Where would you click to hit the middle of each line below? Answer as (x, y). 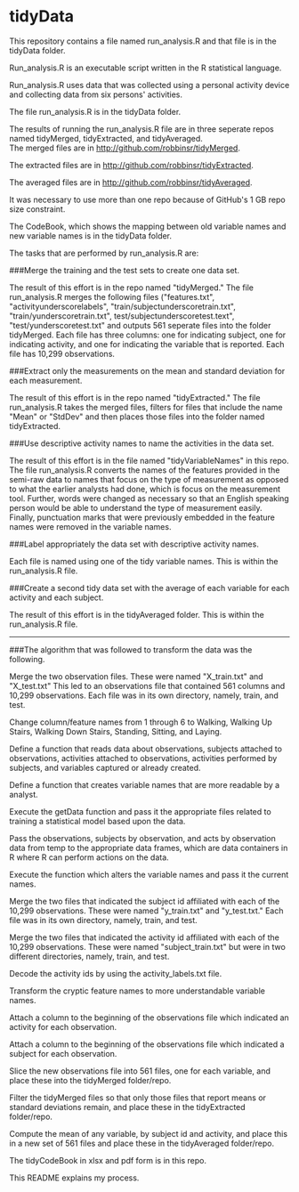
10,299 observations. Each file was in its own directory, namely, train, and (144, 695)
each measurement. (46, 380)
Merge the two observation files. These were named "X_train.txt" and (137, 676)
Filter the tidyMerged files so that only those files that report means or (138, 1098)
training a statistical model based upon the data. (97, 821)
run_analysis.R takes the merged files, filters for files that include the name (146, 407)
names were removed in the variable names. (90, 526)
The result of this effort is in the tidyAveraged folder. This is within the (137, 614)
